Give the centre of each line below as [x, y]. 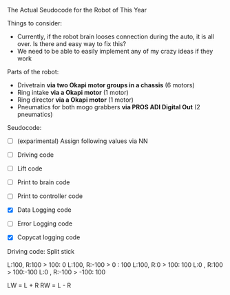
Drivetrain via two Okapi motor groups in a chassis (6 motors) [106, 85]
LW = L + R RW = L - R [39, 285]
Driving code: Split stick [41, 251]
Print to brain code [43, 182]
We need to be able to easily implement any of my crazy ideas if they [115, 51]
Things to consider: [35, 23]
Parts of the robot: [33, 72]
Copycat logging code [49, 237]
